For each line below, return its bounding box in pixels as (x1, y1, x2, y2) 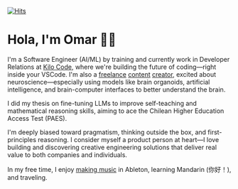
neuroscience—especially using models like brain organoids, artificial (7, 77, 210, 86)
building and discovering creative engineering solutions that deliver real (7, 143, 217, 151)
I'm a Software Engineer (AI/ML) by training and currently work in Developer (7, 55, 230, 63)
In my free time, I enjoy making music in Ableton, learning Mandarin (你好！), (7, 165, 232, 173)
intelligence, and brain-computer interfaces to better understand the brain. (7, 85, 226, 94)
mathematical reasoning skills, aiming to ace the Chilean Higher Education (7, 107, 225, 115)
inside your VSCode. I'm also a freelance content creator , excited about (7, 70, 217, 78)
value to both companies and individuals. (7, 150, 128, 159)
